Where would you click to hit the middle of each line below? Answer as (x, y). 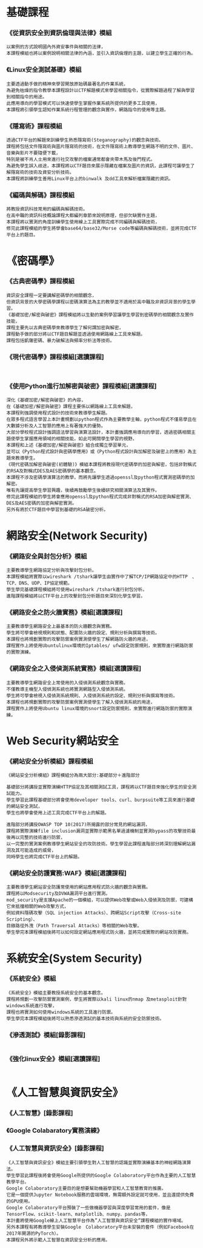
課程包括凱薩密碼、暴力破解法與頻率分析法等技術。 (61, 340)
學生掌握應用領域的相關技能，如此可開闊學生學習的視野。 (76, 439)
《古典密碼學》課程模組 (40, 281)
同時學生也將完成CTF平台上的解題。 (44, 857)
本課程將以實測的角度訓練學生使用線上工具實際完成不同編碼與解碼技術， (83, 222)
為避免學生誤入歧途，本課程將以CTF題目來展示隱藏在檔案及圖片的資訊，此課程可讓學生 (98, 166)
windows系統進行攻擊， (32, 1005)
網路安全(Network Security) (77, 536)
